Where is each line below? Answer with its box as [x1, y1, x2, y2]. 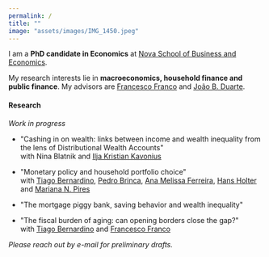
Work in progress [8, 118, 66, 128]
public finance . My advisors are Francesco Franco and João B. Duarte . [8, 82, 246, 91]
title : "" [8, 19, 42, 27]
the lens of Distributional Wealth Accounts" [19, 142, 164, 152]
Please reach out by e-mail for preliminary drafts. [8, 239, 174, 249]
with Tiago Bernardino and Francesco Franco [19, 224, 171, 234]
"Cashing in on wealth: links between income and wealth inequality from [19, 134, 261, 144]
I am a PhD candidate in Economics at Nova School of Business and [8, 49, 237, 59]
